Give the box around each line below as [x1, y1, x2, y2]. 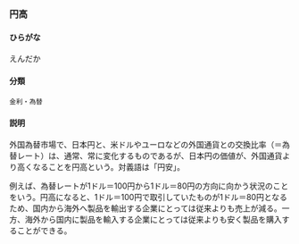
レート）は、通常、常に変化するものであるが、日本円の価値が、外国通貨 [16, 150, 283, 161]
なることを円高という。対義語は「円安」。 [32, 161, 186, 172]
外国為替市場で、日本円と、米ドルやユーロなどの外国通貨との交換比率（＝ [9, 139, 283, 149]
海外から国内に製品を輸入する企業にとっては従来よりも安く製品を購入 [24, 214, 283, 224]
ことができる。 [16, 225, 72, 236]
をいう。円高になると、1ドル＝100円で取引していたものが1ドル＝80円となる [9, 191, 287, 202]
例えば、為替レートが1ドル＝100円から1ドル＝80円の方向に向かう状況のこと [9, 181, 289, 191]
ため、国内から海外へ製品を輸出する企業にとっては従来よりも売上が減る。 [9, 203, 283, 214]
